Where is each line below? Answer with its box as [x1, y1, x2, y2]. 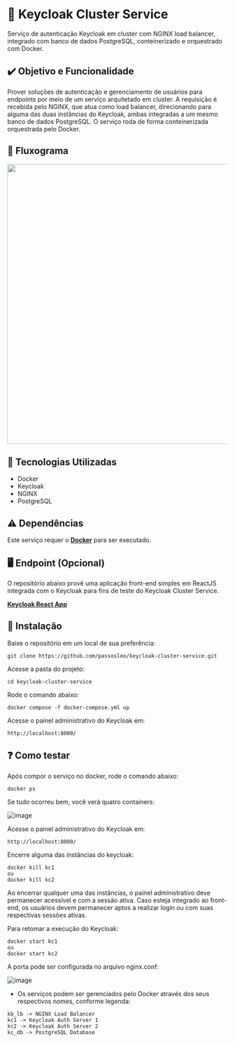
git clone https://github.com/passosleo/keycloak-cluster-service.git [7, 652, 218, 660]
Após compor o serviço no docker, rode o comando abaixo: [7, 772, 178, 780]
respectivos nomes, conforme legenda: [17, 997, 131, 1005]
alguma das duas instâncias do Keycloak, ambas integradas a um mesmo [7, 110, 218, 118]
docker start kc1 [7, 937, 58, 945]
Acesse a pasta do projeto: [7, 665, 85, 673]
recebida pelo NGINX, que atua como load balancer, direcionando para [7, 102, 212, 111]
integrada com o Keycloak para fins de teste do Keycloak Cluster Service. [7, 587, 219, 595]
